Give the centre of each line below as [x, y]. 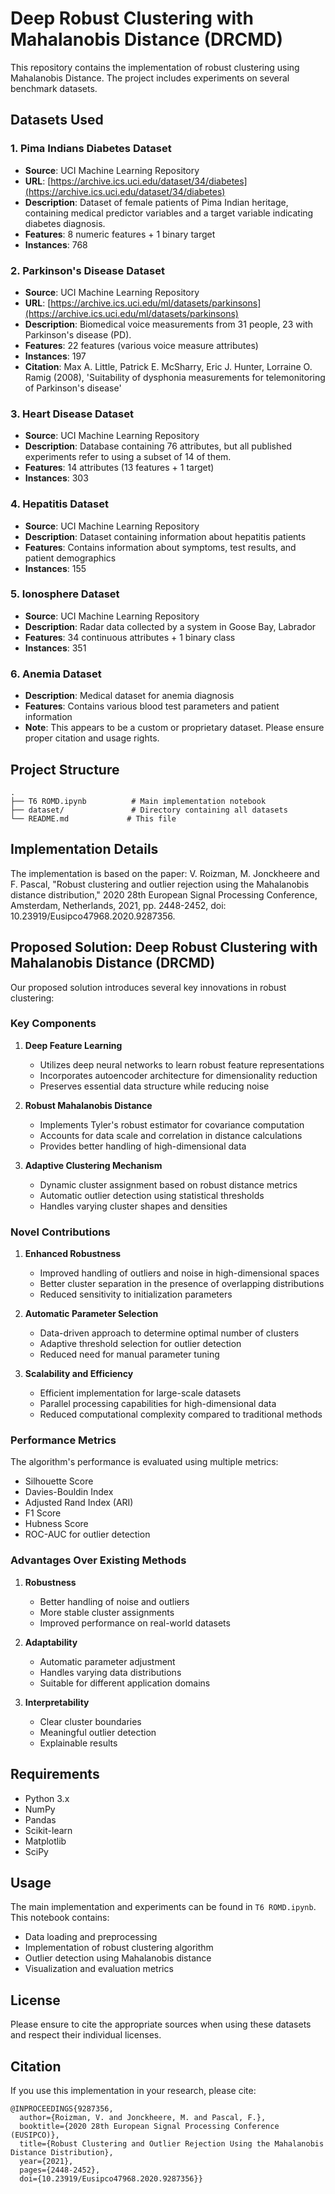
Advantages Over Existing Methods [98, 1560]
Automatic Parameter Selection [91, 1314]
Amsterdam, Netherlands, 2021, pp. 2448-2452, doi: [118, 905]
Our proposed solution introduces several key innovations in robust [148, 987]
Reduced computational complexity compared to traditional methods [181, 1414]
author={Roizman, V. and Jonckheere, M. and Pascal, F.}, [143, 2117]
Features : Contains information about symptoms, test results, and [160, 547]
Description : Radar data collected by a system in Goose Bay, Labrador [170, 626]
